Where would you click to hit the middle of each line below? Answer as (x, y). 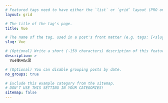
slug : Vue (15, 42)
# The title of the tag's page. (39, 24)
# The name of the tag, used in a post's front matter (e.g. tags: (77, 37)
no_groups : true (22, 74)
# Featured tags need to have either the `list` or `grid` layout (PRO (81, 10)
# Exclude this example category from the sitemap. (60, 83)
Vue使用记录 (20, 60)
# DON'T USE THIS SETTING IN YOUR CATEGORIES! (54, 88)
